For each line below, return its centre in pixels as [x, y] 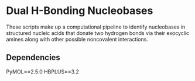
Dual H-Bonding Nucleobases [80, 11]
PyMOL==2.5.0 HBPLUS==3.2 [42, 72]
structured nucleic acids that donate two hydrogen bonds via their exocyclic [97, 33]
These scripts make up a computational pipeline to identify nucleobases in [96, 27]
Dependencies [33, 57]
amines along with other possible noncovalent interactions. [77, 39]
